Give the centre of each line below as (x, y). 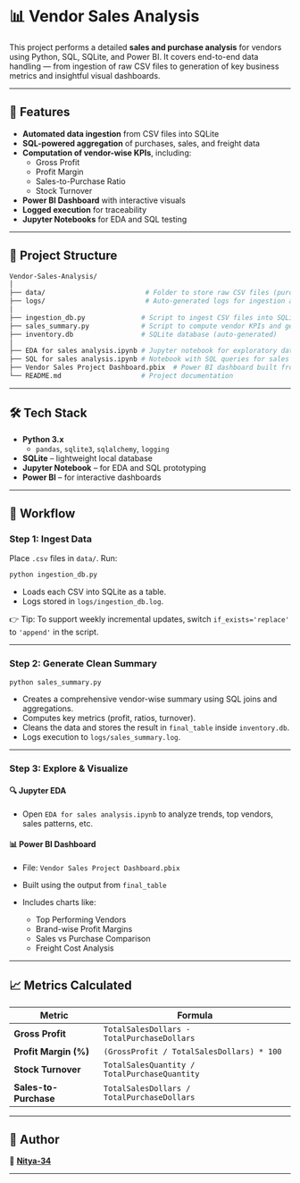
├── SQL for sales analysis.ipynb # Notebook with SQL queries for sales (150, 359)
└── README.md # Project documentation (121, 376)
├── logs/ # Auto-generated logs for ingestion (147, 301)
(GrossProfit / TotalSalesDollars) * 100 (192, 1051)
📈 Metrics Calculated (71, 986)
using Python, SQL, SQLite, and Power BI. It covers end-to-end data (134, 56)
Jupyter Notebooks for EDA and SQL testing (104, 219)
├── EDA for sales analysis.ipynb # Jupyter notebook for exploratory (143, 351)
